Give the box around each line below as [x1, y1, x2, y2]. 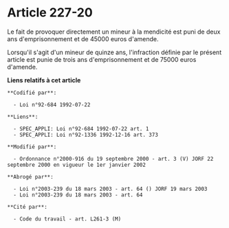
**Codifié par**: [7, 89, 57, 96]
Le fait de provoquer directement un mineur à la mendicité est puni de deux [7, 27, 221, 36]
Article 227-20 [7, 5, 93, 21]
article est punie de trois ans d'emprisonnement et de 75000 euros [7, 55, 197, 63]
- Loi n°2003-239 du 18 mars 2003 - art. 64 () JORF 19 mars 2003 [13, 185, 208, 192]
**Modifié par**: [7, 143, 57, 150]
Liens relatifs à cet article [7, 76, 81, 84]
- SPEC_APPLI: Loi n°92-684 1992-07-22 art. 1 [13, 125, 149, 132]
